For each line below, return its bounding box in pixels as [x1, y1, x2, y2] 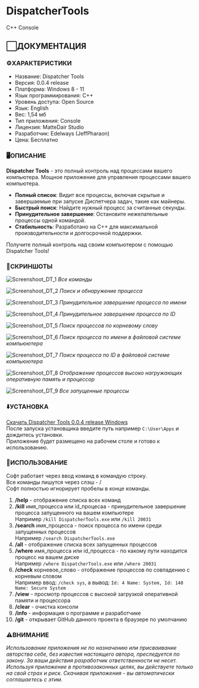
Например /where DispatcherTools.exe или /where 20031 [14, 560, 157, 567]
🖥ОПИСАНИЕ [6, 151, 46, 159]
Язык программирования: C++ [14, 91, 94, 99]
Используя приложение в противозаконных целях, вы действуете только [6, 664, 194, 671]
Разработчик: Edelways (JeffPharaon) [14, 129, 110, 137]
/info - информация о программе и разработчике [14, 609, 141, 616]
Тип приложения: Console [14, 117, 81, 124]
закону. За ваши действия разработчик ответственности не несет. [6, 657, 178, 664]
